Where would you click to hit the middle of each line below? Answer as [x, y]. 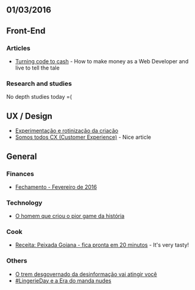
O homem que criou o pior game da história [70, 216]
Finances [20, 174]
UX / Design [30, 116]
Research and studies [39, 83]
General [22, 156]
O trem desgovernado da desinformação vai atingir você [86, 274]
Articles [18, 48]
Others [17, 261]
